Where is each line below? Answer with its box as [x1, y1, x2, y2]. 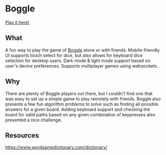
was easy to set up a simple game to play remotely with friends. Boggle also [5, 95, 161, 102]
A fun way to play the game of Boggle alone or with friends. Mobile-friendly [5, 47, 160, 53]
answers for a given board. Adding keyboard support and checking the [5, 106, 151, 112]
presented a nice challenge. [5, 117, 62, 123]
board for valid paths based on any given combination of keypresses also [5, 111, 156, 117]
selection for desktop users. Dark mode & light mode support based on [5, 58, 151, 64]
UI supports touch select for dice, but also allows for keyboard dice [5, 52, 143, 58]
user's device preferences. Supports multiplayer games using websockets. [5, 63, 159, 69]
